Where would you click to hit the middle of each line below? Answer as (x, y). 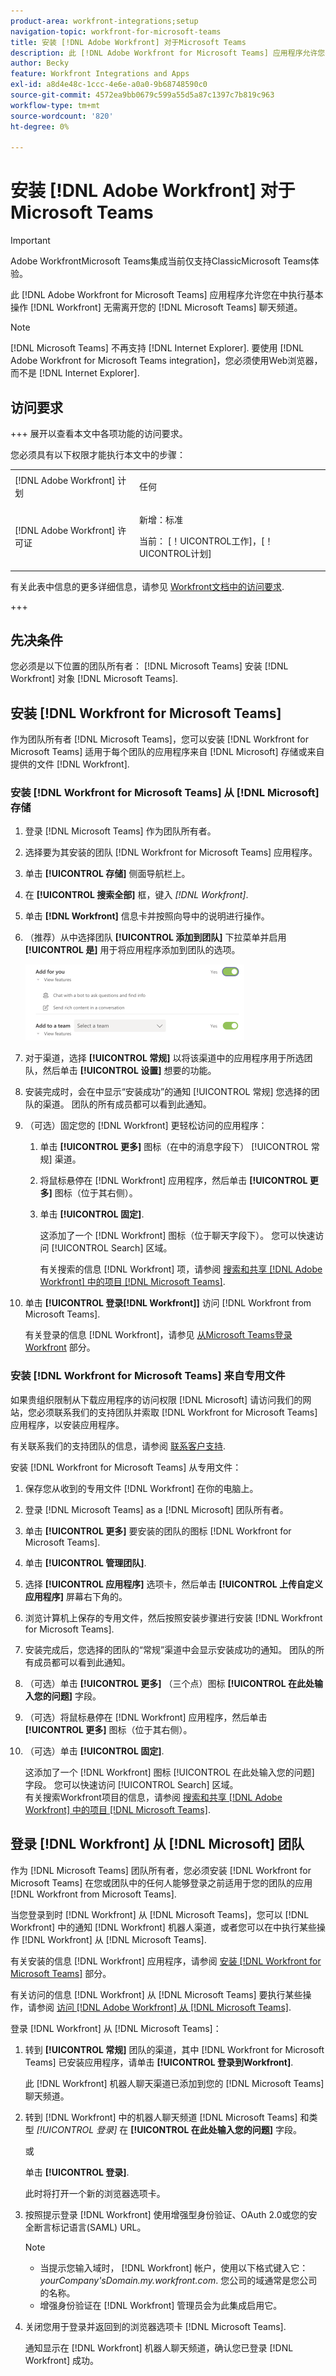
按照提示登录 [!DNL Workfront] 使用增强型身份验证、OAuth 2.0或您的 (166, 2214)
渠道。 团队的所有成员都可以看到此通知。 (127, 1104)
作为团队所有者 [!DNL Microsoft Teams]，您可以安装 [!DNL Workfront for (159, 739)
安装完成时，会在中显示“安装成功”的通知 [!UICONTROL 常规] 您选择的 (168, 1092)
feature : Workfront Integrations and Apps (100, 74)
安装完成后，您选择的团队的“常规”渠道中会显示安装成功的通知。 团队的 (170, 1649)
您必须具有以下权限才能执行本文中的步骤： (98, 454)
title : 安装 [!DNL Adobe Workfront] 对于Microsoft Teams (128, 42)
